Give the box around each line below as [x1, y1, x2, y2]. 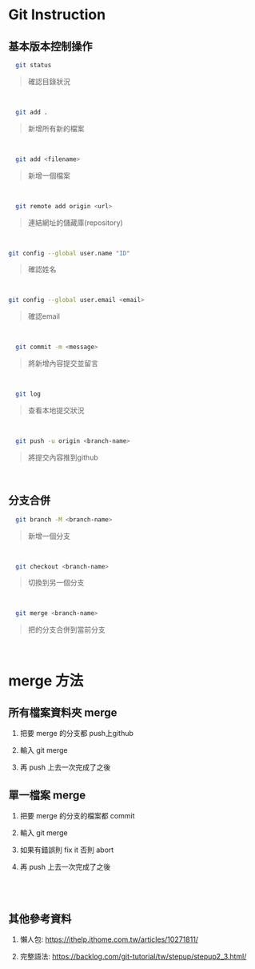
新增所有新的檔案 [27, 123, 85, 133]
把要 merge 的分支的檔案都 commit [19, 811, 135, 821]
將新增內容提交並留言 [27, 359, 98, 368]
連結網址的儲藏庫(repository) [27, 218, 124, 227]
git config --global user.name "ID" [8, 249, 130, 257]
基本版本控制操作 [8, 39, 93, 53]
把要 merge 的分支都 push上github [19, 729, 134, 738]
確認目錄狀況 [27, 76, 70, 86]
